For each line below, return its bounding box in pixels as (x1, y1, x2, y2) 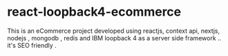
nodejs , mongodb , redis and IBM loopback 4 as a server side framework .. (7, 33, 222, 42)
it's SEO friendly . (7, 41, 57, 49)
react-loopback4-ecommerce (7, 4, 182, 20)
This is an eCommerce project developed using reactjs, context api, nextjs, (7, 27, 220, 35)
